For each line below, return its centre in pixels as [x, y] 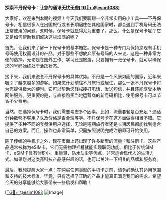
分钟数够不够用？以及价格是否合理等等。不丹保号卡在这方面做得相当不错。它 [83, 118]
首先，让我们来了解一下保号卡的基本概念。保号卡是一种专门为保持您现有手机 [83, 47]
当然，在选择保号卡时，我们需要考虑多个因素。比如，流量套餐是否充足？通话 [83, 112]
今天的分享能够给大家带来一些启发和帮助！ [48, 182]
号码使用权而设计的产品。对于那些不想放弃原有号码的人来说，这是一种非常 [81, 53]
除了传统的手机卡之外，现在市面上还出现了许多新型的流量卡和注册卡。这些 [81, 141]
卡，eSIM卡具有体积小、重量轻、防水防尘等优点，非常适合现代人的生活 [77, 153]
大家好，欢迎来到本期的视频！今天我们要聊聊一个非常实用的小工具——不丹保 [83, 18]
